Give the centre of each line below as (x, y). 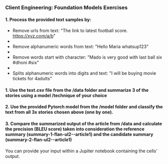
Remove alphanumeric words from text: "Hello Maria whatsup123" (80, 47)
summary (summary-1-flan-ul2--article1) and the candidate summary (79, 134)
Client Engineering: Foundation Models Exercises (66, 8)
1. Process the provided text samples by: (48, 20)
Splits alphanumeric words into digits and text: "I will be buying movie (84, 73)
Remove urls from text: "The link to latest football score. (70, 31)
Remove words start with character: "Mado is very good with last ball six (87, 57)
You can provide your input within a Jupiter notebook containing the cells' (81, 151)
